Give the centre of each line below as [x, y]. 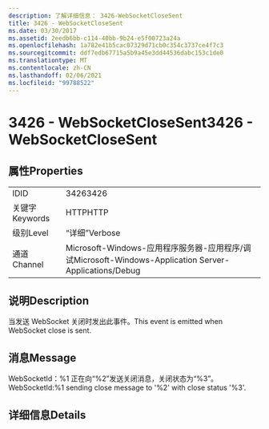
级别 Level [30, 233]
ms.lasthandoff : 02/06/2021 [55, 75]
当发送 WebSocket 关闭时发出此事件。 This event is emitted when [116, 322]
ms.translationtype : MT [48, 61]
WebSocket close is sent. [50, 330]
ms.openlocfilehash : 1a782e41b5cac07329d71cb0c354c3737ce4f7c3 [116, 46]
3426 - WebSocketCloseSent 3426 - [131, 122]
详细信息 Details [47, 415]
